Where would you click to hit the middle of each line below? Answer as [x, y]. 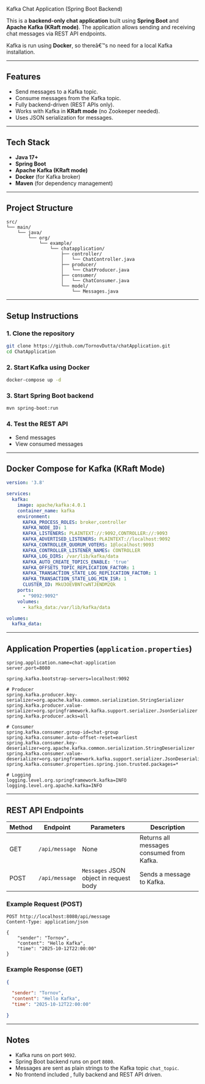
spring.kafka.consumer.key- [42, 743]
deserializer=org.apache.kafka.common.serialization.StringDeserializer [101, 748]
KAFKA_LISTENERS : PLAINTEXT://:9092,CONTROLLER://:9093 [95, 534]
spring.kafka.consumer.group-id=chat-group [63, 732]
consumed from [162, 853]
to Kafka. [153, 882]
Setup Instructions [42, 316]
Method [21, 827]
